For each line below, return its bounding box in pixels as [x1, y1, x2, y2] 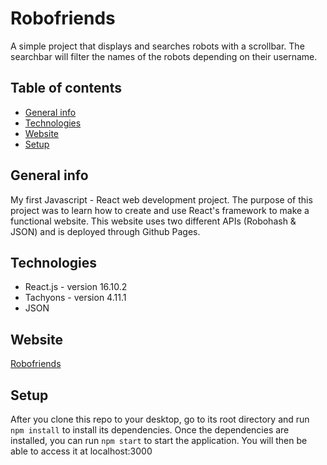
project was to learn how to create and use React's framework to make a [10, 204, 310, 216]
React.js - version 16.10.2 [24, 281, 128, 293]
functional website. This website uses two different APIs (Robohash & [10, 215, 297, 227]
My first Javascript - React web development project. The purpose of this [10, 193, 313, 206]
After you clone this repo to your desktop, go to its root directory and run [10, 413, 310, 425]
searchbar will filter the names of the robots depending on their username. [10, 50, 318, 62]
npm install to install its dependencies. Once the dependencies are [10, 424, 290, 436]
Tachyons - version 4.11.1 [24, 292, 127, 304]
